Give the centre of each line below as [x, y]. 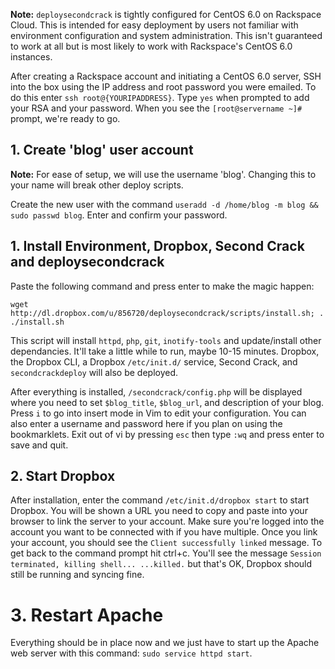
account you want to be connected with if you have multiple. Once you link [164, 532]
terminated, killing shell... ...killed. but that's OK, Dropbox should [161, 564]
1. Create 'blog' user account [102, 150]
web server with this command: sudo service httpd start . [131, 653]
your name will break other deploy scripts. [97, 185]
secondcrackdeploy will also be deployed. [94, 372]
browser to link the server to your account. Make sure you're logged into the [167, 521]
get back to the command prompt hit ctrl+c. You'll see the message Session [166, 553]
